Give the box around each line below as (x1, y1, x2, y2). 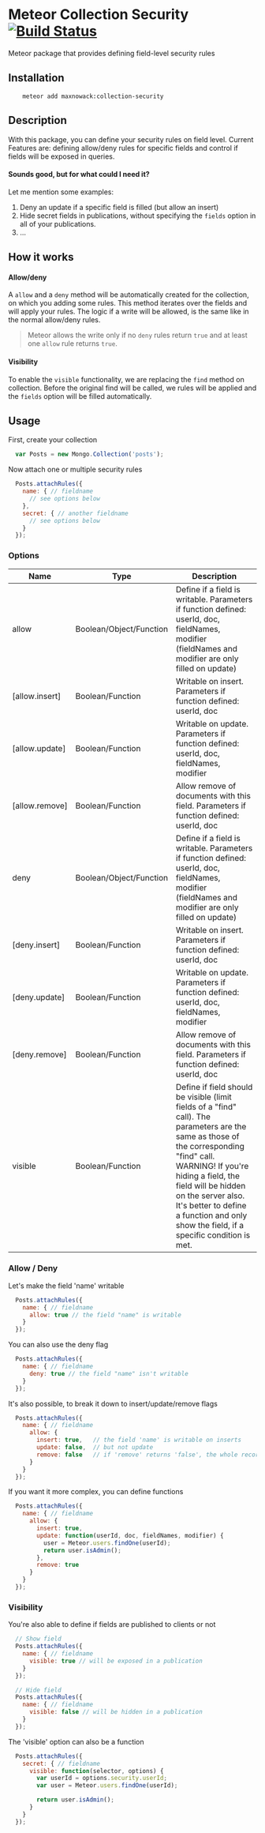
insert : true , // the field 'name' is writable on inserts (36, 1436, 242, 1444)
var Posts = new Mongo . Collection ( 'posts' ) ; (15, 450, 164, 459)
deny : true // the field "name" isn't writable (28, 1369, 189, 1377)
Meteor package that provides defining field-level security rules (8, 48, 215, 58)
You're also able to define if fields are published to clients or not (8, 1620, 216, 1629)
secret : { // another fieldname (22, 509, 129, 517)
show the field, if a (176, 1219, 244, 1230)
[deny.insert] (12, 939, 61, 950)
